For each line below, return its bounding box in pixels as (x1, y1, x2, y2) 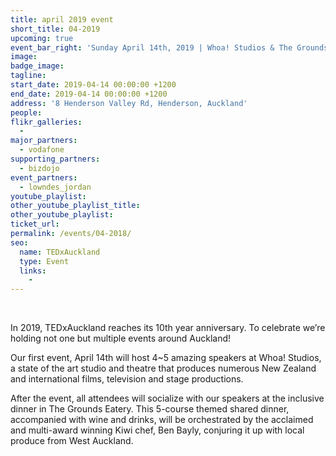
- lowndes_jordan (19, 182, 92, 192)
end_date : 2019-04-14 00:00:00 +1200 (10, 89, 168, 99)
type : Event (19, 256, 70, 266)
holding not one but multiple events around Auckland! (10, 332, 232, 345)
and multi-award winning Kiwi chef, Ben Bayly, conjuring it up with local (10, 424, 305, 436)
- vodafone (19, 145, 65, 155)
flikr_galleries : (10, 117, 83, 127)
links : (19, 266, 47, 276)
